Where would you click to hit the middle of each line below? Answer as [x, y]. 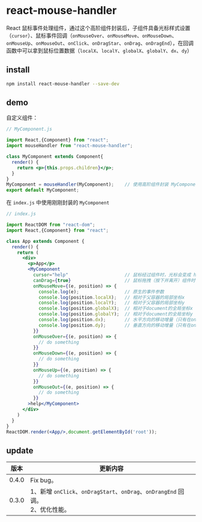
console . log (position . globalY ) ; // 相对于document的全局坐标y [116, 314]
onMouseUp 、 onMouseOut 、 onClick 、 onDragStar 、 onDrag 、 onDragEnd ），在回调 [100, 43]
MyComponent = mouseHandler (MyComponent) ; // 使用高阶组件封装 [87, 184]
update [20, 451]
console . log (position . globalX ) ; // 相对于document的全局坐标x [116, 309]
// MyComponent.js [29, 129]
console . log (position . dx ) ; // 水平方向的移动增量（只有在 [115, 320]
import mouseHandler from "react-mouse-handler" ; [70, 146]
